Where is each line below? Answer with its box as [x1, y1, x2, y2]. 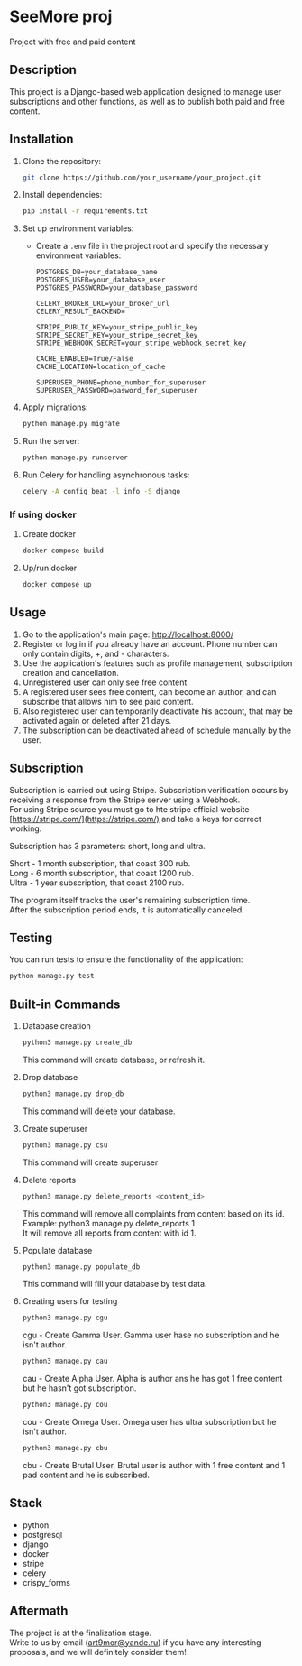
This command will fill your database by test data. [22, 1279, 207, 1290]
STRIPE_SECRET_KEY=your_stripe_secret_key [35, 331, 198, 340]
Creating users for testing [22, 1296, 118, 1307]
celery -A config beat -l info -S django [22, 487, 181, 496]
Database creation [22, 1021, 92, 1032]
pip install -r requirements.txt [22, 207, 149, 216]
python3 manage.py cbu [22, 1444, 108, 1453]
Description [9, 62, 77, 78]
